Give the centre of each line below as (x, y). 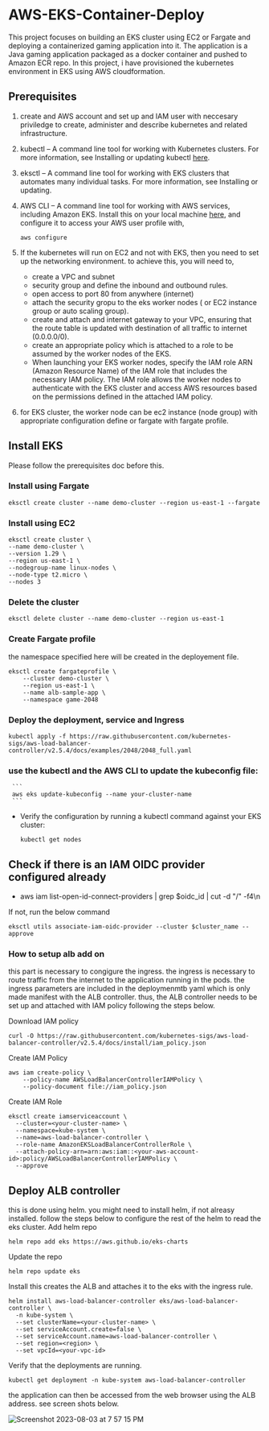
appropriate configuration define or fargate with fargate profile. (124, 420)
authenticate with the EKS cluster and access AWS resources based (145, 387)
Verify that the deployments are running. (75, 1366)
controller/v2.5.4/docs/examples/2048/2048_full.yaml (100, 751)
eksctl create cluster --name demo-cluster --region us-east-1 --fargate (134, 503)
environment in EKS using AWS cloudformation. (87, 71)
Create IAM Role (35, 1102)
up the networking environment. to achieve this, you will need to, (127, 261)
